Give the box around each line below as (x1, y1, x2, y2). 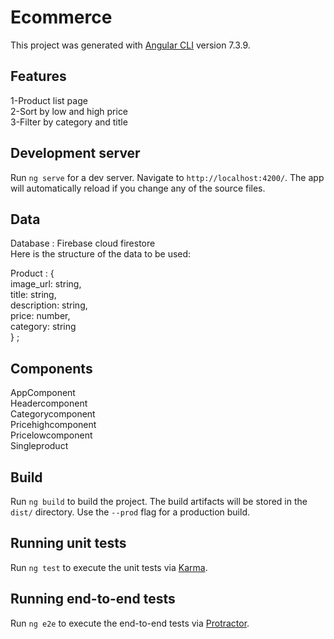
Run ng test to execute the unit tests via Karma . (10, 561, 208, 573)
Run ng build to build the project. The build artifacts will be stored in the (10, 496, 308, 507)
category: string (10, 321, 77, 333)
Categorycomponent (10, 408, 96, 420)
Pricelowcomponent (10, 429, 93, 441)
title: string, (10, 289, 57, 301)
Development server (10, 145, 141, 162)
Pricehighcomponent (10, 419, 97, 431)
